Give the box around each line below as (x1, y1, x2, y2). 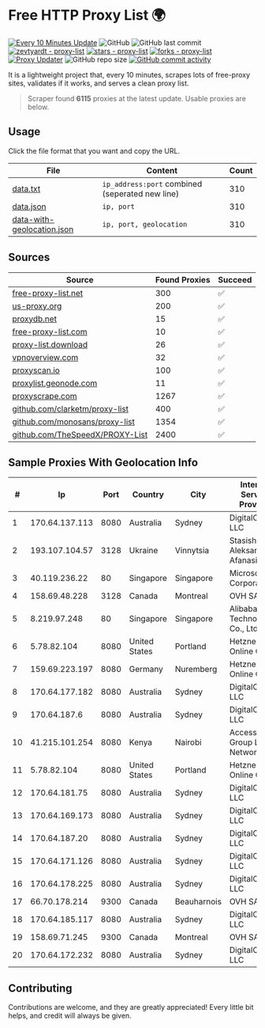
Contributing (8, 981, 73, 995)
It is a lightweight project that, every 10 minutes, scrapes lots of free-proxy (8, 70, 251, 79)
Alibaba (229, 603, 258, 614)
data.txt (12, 183, 41, 194)
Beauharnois (174, 896, 222, 907)
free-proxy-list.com (12, 326, 88, 337)
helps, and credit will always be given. (8, 1011, 132, 1021)
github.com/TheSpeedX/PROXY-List (12, 429, 148, 440)
